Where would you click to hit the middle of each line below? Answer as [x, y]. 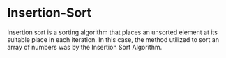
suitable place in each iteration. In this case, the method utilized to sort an [113, 39]
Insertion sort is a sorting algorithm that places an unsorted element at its [113, 32]
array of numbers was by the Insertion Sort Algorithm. [85, 47]
